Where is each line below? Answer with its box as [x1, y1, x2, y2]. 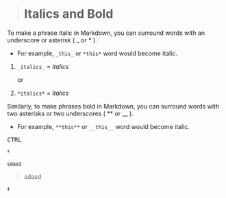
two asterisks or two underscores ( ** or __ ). [7, 109, 134, 117]
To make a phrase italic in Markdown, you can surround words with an [7, 29, 205, 37]
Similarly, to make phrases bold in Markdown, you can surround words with [7, 102, 220, 110]
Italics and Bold [23, 6, 114, 22]
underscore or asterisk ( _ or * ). [7, 36, 97, 44]
